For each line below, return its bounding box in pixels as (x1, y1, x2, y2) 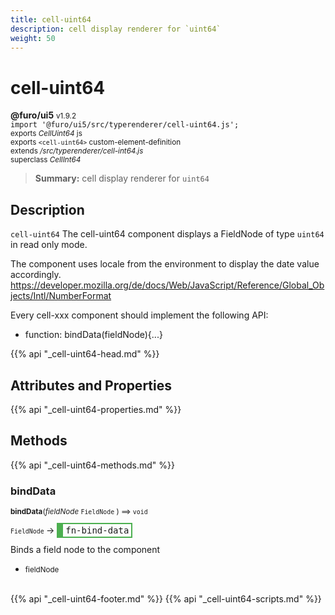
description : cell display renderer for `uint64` (10, 24, 222, 34)
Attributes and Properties (10, 377, 172, 394)
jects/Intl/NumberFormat (10, 290, 112, 302)
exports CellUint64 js (10, 129, 83, 139)
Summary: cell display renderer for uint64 (34, 172, 210, 185)
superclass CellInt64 (10, 155, 82, 165)
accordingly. (10, 269, 62, 281)
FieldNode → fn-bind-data (10, 524, 130, 536)
